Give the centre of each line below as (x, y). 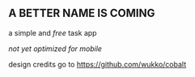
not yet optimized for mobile (55, 49)
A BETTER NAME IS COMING (82, 13)
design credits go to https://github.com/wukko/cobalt (97, 64)
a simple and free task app (53, 32)
